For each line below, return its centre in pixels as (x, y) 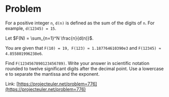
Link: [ (12, 84)
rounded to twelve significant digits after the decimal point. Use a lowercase (85, 69)
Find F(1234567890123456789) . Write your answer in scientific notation (77, 63)
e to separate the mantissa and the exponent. (52, 74)
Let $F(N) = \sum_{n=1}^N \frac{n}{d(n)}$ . (49, 38)
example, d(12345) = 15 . (31, 28)
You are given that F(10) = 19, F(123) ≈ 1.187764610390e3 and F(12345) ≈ (83, 48)
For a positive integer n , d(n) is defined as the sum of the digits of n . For (80, 23)
